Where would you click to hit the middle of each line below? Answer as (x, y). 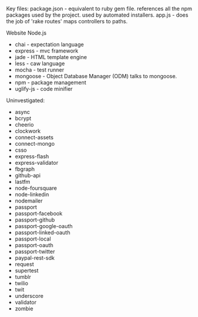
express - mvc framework (47, 51)
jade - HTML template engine (51, 57)
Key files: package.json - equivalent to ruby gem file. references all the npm (99, 9)
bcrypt (23, 118)
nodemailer (29, 201)
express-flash (32, 156)
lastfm (23, 182)
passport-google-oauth (44, 226)
